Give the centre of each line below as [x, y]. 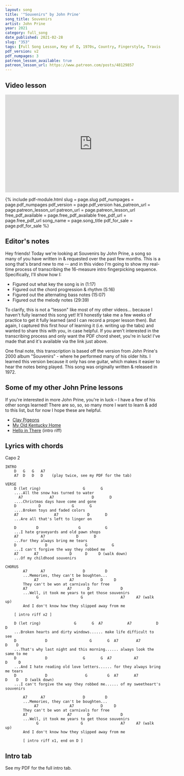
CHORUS [12, 567]
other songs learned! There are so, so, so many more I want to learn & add [81, 405]
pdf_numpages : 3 [22, 56]
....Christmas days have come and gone [55, 502]
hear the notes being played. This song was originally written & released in [81, 367]
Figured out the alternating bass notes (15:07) [59, 295]
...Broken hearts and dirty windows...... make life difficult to [84, 632]
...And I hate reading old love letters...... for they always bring [88, 667]
